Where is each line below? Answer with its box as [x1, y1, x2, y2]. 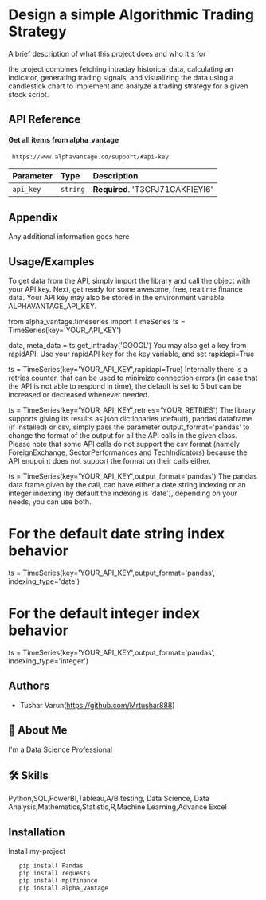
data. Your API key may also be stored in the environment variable [8, 293, 225, 303]
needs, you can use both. [8, 497, 92, 507]
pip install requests [18, 870, 91, 878]
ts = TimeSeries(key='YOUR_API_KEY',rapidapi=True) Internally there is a [8, 365, 248, 374]
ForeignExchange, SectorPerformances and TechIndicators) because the [8, 448, 248, 457]
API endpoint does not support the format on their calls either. [8, 456, 211, 466]
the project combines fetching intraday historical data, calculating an [8, 64, 233, 73]
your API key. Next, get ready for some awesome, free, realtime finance [8, 284, 243, 294]
